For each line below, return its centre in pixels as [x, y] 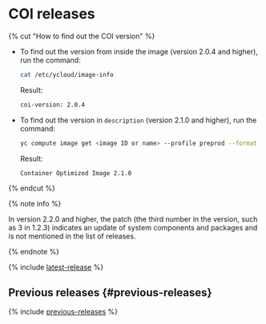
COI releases [52, 14]
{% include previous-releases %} [63, 312]
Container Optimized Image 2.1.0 [76, 173]
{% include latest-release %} [56, 267]
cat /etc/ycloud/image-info [66, 74]
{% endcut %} [32, 188]
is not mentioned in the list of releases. [72, 236]
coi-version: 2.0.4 [52, 105]
